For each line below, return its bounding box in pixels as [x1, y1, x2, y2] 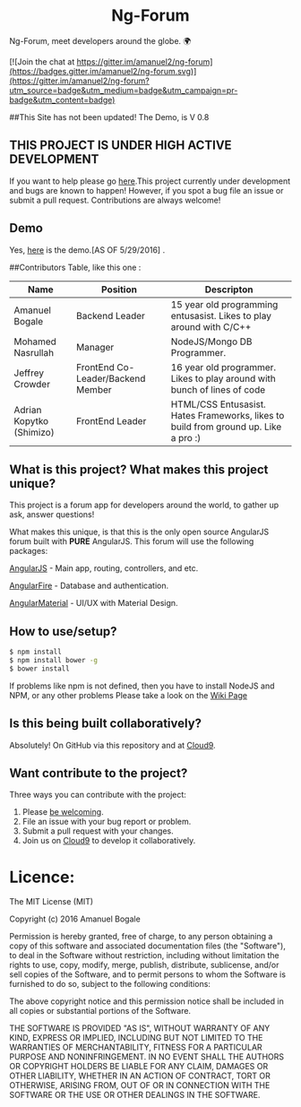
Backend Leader [75, 309, 146, 322]
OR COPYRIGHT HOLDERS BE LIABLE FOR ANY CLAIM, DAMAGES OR [9, 1061, 269, 1072]
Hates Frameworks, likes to [170, 409, 285, 421]
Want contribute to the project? [9, 765, 188, 781]
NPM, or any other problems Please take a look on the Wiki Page [9, 689, 248, 700]
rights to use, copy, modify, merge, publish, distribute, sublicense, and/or [9, 960, 279, 971]
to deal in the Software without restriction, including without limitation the [9, 950, 279, 961]
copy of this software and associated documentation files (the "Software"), [9, 940, 287, 951]
